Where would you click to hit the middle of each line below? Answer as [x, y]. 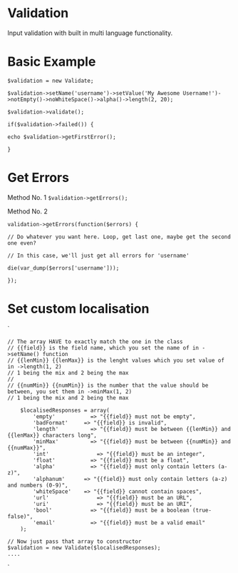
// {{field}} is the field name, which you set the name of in [103, 348]
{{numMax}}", [27, 447]
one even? [22, 243]
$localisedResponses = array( [65, 410]
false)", [20, 516]
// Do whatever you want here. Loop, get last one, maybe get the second [119, 237]
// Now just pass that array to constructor [74, 541]
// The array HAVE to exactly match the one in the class [95, 341]
